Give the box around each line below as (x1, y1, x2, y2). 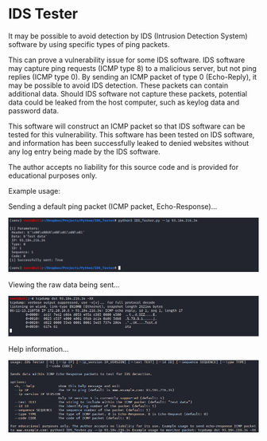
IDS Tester (8, 5, 78, 23)
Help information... (8, 344, 69, 353)
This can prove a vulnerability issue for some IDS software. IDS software (8, 55, 246, 65)
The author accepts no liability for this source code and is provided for (8, 162, 239, 171)
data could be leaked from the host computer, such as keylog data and (8, 97, 240, 107)
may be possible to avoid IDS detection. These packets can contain (8, 81, 229, 90)
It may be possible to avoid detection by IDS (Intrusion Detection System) (8, 31, 248, 41)
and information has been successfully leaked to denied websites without (8, 138, 249, 148)
